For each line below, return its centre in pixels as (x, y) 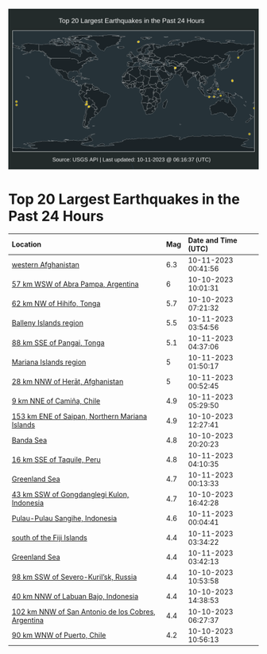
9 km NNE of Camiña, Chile (56, 401)
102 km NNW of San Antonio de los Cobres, (84, 611)
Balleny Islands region (47, 323)
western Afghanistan (45, 264)
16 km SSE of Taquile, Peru (56, 460)
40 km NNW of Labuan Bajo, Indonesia (75, 596)
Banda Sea (29, 440)
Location (27, 244)
